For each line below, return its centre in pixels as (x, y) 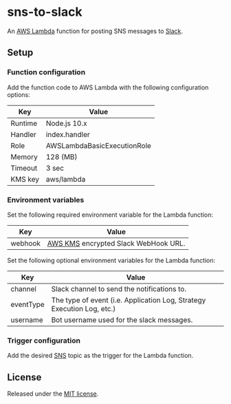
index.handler (68, 134)
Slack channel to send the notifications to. (119, 288)
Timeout (24, 168)
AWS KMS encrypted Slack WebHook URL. (116, 243)
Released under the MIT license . (53, 394)
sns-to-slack (45, 12)
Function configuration (46, 72)
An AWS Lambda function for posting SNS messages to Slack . (95, 31)
